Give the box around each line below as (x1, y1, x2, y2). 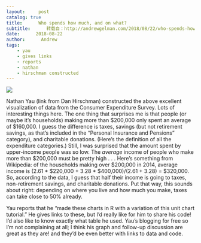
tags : (6, 42, 20, 48)
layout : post (6, 8, 50, 15)
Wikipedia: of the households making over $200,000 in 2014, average (6, 161, 178, 168)
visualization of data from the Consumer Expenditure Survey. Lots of (6, 104, 175, 111)
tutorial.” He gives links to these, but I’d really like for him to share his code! (6, 211, 191, 218)
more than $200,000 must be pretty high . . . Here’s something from (6, 155, 173, 162)
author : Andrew (6, 37, 58, 42)
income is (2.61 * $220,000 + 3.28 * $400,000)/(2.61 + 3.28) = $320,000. (6, 168, 190, 175)
